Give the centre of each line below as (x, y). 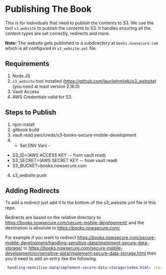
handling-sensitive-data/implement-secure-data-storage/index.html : (79, 268)
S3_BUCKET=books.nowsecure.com (49, 165)
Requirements (27, 64)
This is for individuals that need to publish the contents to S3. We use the (80, 23)
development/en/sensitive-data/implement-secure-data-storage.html (76, 253)
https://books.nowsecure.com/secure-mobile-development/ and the (75, 223)
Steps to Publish (31, 112)
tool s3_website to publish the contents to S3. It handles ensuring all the (78, 28)
